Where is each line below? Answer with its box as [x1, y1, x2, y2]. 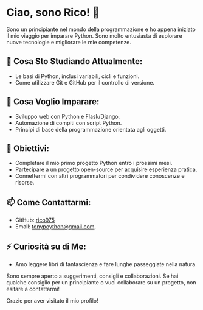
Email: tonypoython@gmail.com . [15, 223, 96, 230]
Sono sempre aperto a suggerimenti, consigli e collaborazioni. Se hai [6, 272, 179, 280]
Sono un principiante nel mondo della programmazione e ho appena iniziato [6, 26, 196, 33]
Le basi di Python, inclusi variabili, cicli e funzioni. [15, 72, 140, 80]
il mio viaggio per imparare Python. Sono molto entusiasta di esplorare [6, 32, 182, 39]
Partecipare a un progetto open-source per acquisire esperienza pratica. [15, 166, 198, 173]
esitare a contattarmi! [6, 286, 60, 292]
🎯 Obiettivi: [6, 143, 50, 153]
